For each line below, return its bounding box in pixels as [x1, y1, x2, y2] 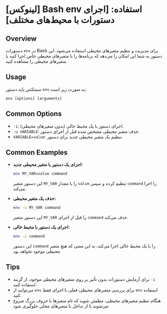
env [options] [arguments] [6, 96, 62, 101]
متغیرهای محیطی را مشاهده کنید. [6, 58, 68, 64]
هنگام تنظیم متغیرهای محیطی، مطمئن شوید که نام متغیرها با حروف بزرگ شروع [13, 297, 161, 303]
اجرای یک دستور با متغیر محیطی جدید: [13, 162, 83, 168]
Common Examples [6, 148, 68, 157]
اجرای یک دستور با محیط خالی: [13, 224, 70, 230]
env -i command [13, 234, 45, 239]
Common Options [6, 110, 62, 118]
